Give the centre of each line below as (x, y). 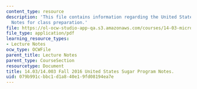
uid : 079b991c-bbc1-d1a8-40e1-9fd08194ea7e (60, 77)
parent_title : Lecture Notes (42, 55)
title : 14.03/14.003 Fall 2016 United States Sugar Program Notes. (90, 71)
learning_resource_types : (38, 39)
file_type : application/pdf (40, 33)
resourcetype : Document (35, 66)
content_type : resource (35, 11)
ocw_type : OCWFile (28, 50)
